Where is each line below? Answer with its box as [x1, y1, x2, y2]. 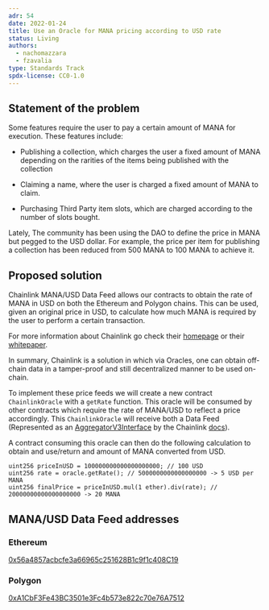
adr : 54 [8, 11, 35, 20]
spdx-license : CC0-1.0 [8, 72, 85, 80]
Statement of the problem [8, 102, 140, 115]
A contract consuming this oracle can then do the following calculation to [8, 438, 251, 448]
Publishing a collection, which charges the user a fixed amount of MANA [19, 147, 261, 157]
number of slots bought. [19, 213, 101, 222]
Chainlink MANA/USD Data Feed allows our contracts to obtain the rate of [8, 290, 253, 300]
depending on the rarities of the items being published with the [19, 156, 230, 165]
